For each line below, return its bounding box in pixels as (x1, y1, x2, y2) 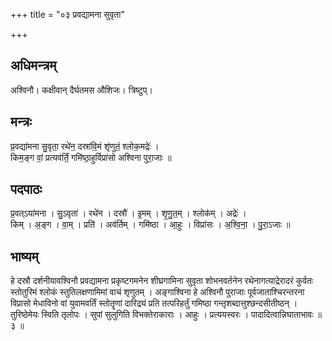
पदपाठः (10, 181, 43, 198)
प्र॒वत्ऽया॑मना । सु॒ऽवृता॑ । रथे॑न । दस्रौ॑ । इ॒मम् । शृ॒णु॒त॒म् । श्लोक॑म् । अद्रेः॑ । (10, 207, 247, 219)
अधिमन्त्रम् (10, 57, 57, 74)
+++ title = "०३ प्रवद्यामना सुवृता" (10, 9, 125, 20)
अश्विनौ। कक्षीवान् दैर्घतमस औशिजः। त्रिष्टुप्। (10, 84, 153, 96)
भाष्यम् (10, 248, 39, 265)
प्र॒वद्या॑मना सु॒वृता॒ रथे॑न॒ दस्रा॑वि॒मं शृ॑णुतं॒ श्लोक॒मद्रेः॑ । (10, 140, 160, 152)
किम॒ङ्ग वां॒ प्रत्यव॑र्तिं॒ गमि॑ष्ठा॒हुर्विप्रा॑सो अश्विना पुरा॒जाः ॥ (10, 151, 172, 163)
